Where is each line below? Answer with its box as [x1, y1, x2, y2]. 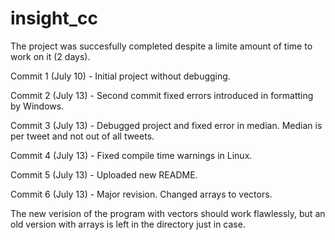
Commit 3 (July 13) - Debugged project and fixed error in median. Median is [10, 119, 323, 131]
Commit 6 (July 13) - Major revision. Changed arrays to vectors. [10, 188, 273, 200]
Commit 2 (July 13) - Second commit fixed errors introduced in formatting [10, 89, 314, 101]
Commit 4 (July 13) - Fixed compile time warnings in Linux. [10, 149, 253, 161]
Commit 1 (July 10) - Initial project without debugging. [10, 70, 231, 82]
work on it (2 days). [10, 50, 91, 62]
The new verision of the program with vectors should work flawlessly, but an [10, 207, 326, 219]
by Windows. [10, 100, 65, 112]
